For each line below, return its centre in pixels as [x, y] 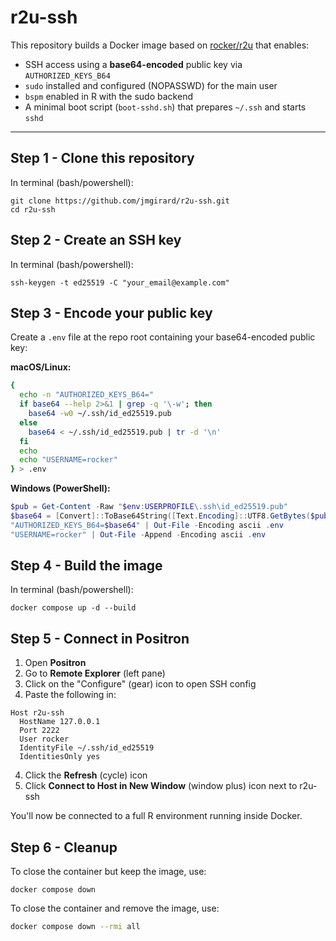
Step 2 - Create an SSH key [96, 240]
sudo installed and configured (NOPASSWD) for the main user [151, 85]
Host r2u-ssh [37, 713]
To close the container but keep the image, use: [108, 872]
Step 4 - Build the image [86, 566]
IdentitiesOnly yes [60, 757]
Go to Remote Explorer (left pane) [95, 673]
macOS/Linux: [41, 367]
